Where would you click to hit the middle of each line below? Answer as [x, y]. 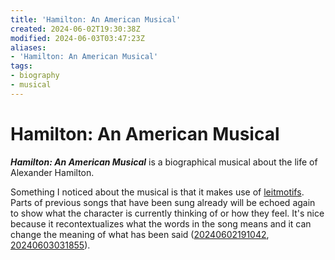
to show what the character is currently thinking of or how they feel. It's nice [167, 213]
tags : [21, 66]
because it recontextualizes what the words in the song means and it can [161, 223]
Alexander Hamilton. [52, 172]
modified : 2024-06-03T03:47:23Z [77, 38]
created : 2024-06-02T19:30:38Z [75, 29]
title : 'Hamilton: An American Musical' [96, 19]
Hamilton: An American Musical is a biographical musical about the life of [164, 162]
